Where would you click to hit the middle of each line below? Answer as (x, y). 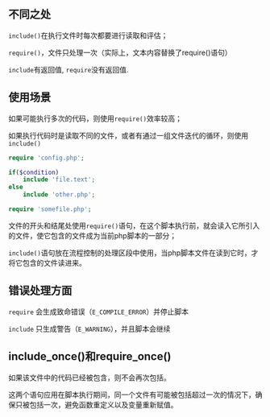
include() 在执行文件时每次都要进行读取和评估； (88, 35)
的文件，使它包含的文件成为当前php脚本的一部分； (93, 235)
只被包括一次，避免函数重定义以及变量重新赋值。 (96, 404)
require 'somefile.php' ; (50, 209)
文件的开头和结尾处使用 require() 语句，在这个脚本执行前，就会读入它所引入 (134, 225)
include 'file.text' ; (59, 180)
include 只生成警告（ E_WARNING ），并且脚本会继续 (89, 328)
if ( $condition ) (34, 172)
